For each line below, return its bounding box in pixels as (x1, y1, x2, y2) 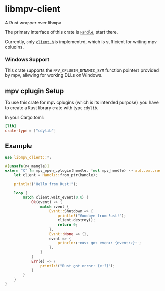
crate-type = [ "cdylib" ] (5, 128, 56, 133)
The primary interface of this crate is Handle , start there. (5, 29, 118, 35)
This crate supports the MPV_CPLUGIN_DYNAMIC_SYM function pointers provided (5, 67, 159, 73)
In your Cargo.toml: (5, 114, 44, 121)
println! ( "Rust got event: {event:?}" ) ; (57, 241, 141, 245)
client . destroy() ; (57, 218, 96, 223)
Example (5, 142, 32, 150)
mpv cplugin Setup (5, 87, 64, 95)
